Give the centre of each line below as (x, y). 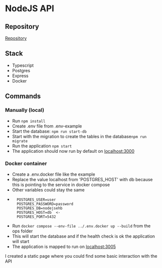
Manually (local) (25, 110)
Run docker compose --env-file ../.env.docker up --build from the (81, 226)
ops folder (22, 231)
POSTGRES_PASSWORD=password (45, 204)
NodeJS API (30, 9)
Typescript (23, 65)
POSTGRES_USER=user (36, 200)
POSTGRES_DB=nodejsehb (40, 208)
